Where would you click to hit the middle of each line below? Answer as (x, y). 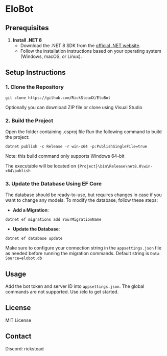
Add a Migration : (31, 210)
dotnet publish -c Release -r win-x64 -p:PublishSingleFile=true (76, 146)
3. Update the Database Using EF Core (54, 183)
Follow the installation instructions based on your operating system (91, 51)
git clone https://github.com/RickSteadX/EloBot (58, 98)
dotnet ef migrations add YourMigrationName (53, 220)
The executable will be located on (41, 166)
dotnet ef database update (34, 239)
